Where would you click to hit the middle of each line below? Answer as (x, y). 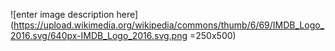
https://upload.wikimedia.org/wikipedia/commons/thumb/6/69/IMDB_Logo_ (169, 25)
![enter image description (62, 14)
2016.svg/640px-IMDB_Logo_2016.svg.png (99, 35)
